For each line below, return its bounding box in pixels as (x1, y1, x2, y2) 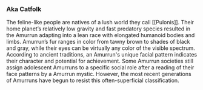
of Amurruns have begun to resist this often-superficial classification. (6, 77, 180, 84)
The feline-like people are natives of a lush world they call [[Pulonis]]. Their (6, 19, 195, 26)
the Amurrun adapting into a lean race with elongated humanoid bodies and (6, 32, 195, 39)
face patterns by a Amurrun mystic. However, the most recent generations (6, 71, 192, 78)
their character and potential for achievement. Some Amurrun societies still (6, 57, 194, 65)
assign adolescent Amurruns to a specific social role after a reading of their (6, 64, 195, 71)
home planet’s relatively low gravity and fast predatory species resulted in (6, 25, 191, 32)
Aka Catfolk (6, 5, 42, 13)
